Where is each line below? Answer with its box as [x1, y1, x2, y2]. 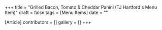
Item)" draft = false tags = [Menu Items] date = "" [5, 9, 108, 15]
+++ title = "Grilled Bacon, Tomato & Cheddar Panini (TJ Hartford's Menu [5, 4, 157, 10]
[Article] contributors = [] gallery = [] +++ [5, 19, 92, 25]
